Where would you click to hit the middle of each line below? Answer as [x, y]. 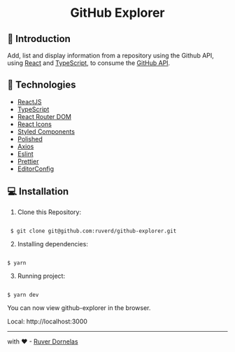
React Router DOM [44, 116]
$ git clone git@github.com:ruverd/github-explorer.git [93, 231]
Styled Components [46, 132]
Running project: [41, 276]
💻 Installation [38, 191]
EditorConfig [36, 169]
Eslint [25, 154]
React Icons [35, 124]
